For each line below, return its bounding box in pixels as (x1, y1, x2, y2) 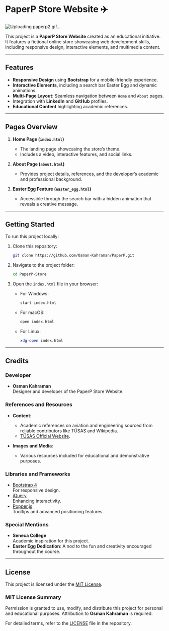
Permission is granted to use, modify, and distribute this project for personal (5, 605, 163, 611)
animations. (12, 87, 37, 93)
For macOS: (20, 309, 45, 315)
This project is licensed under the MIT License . (5, 581, 103, 587)
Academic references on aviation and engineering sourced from (20, 422, 153, 428)
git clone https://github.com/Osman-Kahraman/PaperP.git (12, 253, 135, 258)
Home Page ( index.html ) (12, 136, 64, 142)
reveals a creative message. (20, 201, 78, 207)
